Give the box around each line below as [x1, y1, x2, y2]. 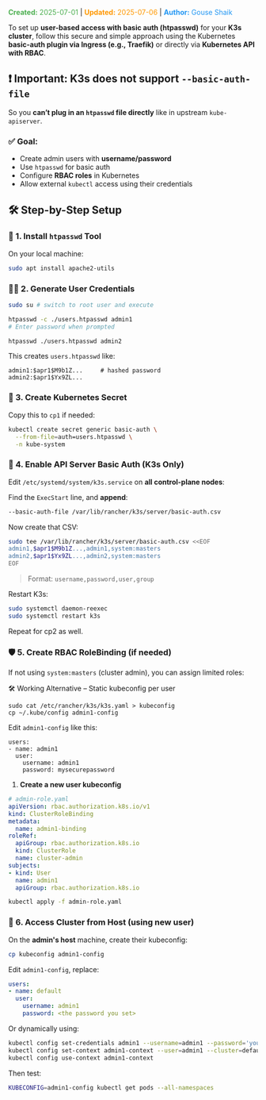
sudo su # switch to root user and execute [8, 301, 154, 309]
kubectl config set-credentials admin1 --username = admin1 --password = [8, 1039, 246, 1047]
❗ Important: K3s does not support [8, 72, 180, 86]
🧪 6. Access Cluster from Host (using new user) [8, 917, 195, 928]
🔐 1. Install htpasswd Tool [8, 231, 101, 242]
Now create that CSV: [8, 522, 79, 532]
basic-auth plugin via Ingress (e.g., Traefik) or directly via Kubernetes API [8, 40, 255, 49]
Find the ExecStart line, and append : [8, 492, 128, 502]
